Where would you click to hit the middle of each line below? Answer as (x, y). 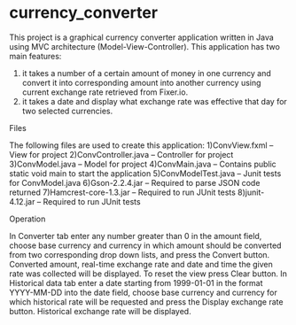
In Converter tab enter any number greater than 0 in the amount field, (136, 236)
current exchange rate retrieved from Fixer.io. (105, 92)
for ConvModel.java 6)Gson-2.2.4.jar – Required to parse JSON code (135, 182)
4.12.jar (22, 201)
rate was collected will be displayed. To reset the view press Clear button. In (148, 274)
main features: (35, 56)
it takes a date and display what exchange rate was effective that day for (155, 101)
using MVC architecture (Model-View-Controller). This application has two (145, 46)
